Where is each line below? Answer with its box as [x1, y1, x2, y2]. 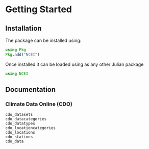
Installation [5, 24, 42, 33]
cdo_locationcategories [5, 126, 56, 131]
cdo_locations [5, 130, 36, 135]
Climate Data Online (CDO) [5, 101, 72, 108]
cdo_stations [5, 134, 33, 140]
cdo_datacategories [5, 116, 47, 122]
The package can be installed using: [5, 37, 82, 43]
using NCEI [5, 71, 29, 76]
